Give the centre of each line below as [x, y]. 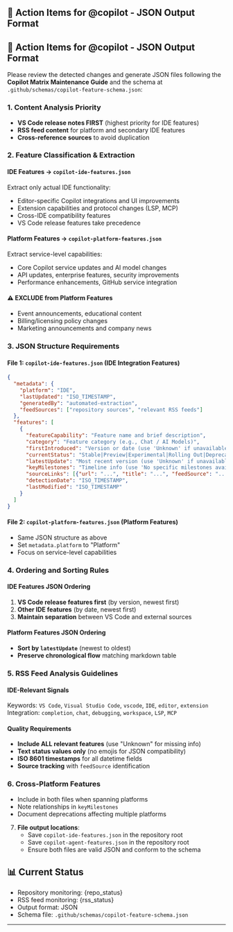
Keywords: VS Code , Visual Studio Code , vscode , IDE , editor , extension [108, 705]
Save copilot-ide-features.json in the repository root [105, 835]
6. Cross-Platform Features [54, 784]
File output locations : [48, 827]
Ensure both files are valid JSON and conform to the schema [114, 849]
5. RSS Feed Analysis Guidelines [63, 673]
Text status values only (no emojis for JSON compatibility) [101, 751]
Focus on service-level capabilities [67, 552]
